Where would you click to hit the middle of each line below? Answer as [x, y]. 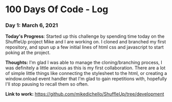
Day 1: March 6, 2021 [32, 25]
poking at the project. [28, 53]
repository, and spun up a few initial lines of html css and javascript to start [85, 47]
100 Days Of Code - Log [57, 9]
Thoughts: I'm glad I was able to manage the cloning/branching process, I [84, 63]
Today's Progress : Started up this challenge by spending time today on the [85, 36]
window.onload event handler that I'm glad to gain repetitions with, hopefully [86, 79]
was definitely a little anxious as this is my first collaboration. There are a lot [85, 68]
